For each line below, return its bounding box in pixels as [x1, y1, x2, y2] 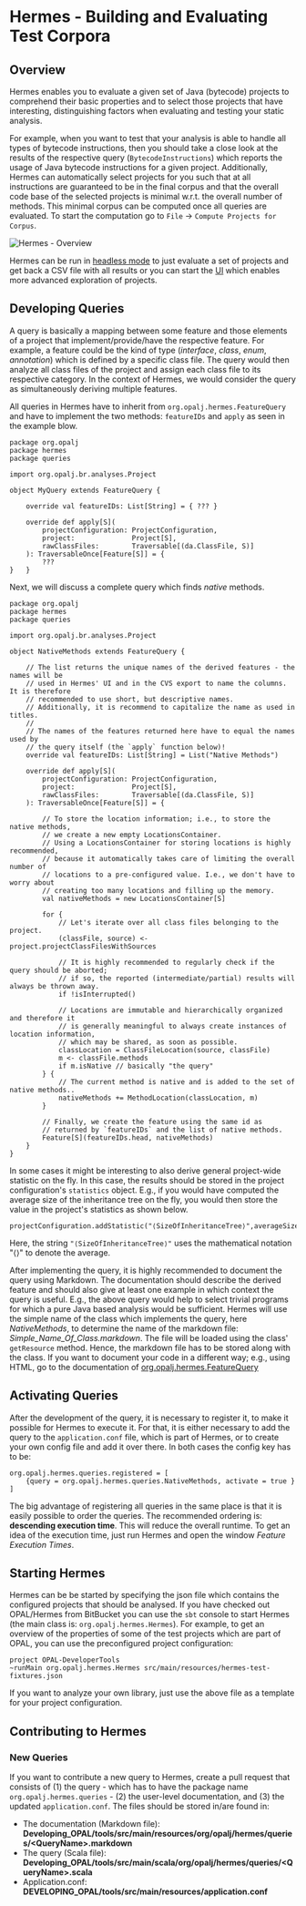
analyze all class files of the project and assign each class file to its [9, 364, 261, 374]
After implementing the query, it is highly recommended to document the [9, 1265, 282, 1276]
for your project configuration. [9, 1697, 123, 1708]
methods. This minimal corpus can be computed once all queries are [9, 200, 267, 211]
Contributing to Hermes [9, 1724, 148, 1739]
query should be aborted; [9, 966, 107, 975]
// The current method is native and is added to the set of [57, 1077, 296, 1086]
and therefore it [9, 1013, 76, 1022]
